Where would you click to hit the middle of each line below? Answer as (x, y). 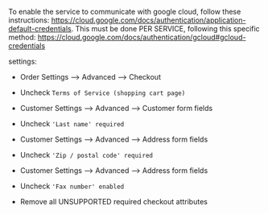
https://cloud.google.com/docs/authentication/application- (148, 20)
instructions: (29, 20)
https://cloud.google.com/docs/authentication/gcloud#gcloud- (142, 37)
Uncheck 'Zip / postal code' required (86, 155)
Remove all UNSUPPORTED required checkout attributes (113, 202)
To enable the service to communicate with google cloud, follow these (125, 12)
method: (22, 37)
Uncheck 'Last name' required (72, 123)
